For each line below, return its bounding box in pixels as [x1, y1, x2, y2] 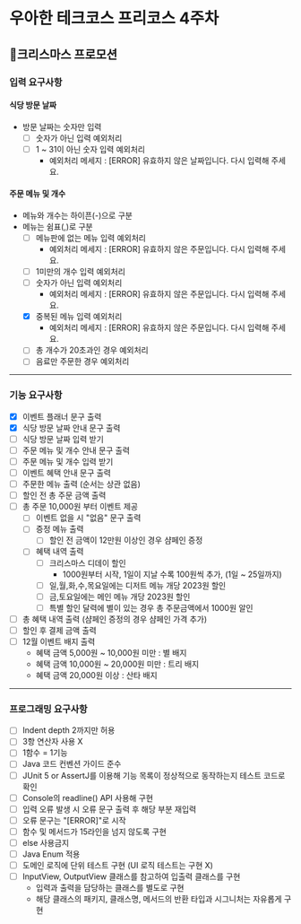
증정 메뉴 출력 [35, 524, 84, 535]
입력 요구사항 [9, 75, 63, 88]
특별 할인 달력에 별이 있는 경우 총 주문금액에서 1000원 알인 [48, 602, 254, 613]
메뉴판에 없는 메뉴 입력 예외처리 [35, 232, 146, 243]
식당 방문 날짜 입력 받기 [21, 433, 105, 444]
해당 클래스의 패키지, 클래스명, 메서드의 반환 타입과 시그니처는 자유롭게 [35, 893, 282, 904]
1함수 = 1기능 [21, 747, 68, 758]
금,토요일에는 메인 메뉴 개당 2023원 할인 [48, 591, 191, 602]
